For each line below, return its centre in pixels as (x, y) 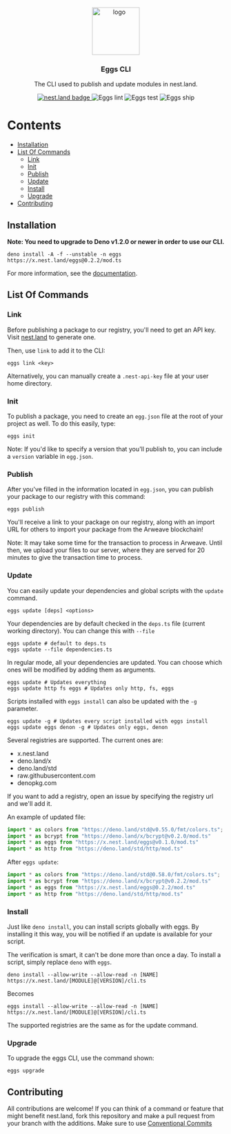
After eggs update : (33, 862)
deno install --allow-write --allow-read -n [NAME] (83, 974)
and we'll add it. (30, 803)
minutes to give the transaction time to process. (75, 558)
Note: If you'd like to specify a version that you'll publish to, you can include (115, 449)
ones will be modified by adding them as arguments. (82, 670)
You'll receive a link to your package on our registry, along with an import (111, 522)
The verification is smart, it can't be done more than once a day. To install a (114, 954)
